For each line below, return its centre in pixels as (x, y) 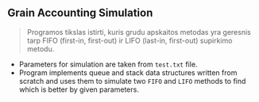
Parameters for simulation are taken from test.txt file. (108, 64)
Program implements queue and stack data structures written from (128, 72)
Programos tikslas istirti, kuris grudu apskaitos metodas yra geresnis (139, 32)
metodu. (41, 49)
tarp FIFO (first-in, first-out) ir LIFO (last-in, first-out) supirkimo (129, 40)
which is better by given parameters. (79, 89)
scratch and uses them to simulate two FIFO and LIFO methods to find (132, 81)
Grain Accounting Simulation (80, 13)
